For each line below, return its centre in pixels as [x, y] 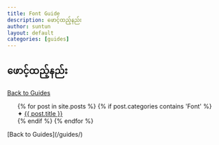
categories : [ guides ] [38, 39]
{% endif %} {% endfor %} [55, 121]
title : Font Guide [34, 13]
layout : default [30, 33]
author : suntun [29, 26]
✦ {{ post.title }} [40, 113]
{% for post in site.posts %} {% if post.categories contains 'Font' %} [114, 106]
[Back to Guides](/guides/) [45, 134]
